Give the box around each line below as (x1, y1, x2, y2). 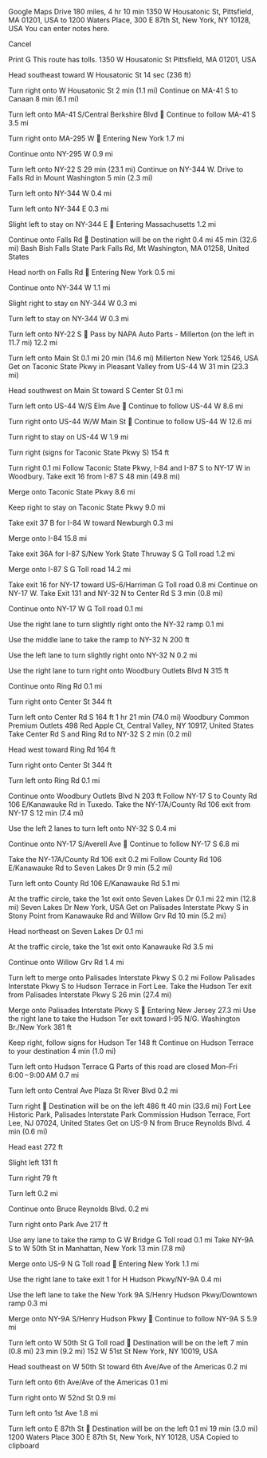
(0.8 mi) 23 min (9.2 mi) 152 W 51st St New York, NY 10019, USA (8, 1346, 218, 1356)
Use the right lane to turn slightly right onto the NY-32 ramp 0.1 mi (8, 619, 225, 629)
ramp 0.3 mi (8, 1298, 48, 1308)
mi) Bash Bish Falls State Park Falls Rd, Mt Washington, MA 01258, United (8, 244, 249, 252)
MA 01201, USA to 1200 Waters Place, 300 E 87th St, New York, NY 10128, (8, 15, 251, 25)
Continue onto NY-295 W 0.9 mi (8, 149, 113, 158)
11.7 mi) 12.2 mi (8, 338, 58, 347)
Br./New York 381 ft (8, 1023, 72, 1031)
